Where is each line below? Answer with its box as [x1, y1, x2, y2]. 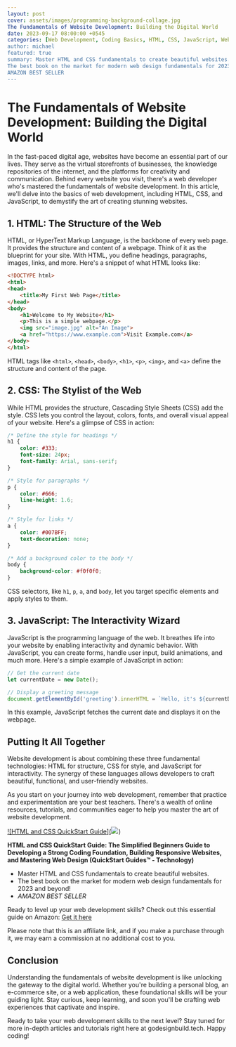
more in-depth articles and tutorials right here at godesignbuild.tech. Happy [7, 1024, 226, 1032]
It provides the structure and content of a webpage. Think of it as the [7, 244, 207, 252]
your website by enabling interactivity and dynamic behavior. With [7, 641, 199, 649]
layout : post [7, 10, 46, 18]
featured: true [7, 50, 52, 57]
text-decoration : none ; [20, 535, 90, 542]
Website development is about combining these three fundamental [7, 755, 200, 763]
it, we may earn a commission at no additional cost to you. [7, 934, 176, 942]
